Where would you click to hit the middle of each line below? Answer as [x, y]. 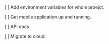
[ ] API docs [17, 26]
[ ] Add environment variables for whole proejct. [54, 7]
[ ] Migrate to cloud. [25, 36]
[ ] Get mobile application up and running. [48, 17]
